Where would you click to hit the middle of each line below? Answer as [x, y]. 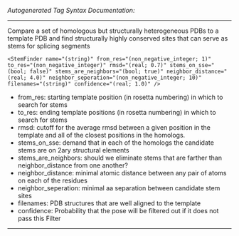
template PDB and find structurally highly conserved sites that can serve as [118, 38]
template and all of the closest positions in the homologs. [101, 135]
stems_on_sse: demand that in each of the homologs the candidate [116, 143]
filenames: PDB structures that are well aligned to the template [109, 203]
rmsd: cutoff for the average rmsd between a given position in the [114, 127]
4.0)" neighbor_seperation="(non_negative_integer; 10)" [116, 78]
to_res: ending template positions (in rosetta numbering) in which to [117, 112]
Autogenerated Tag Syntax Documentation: [71, 10]
